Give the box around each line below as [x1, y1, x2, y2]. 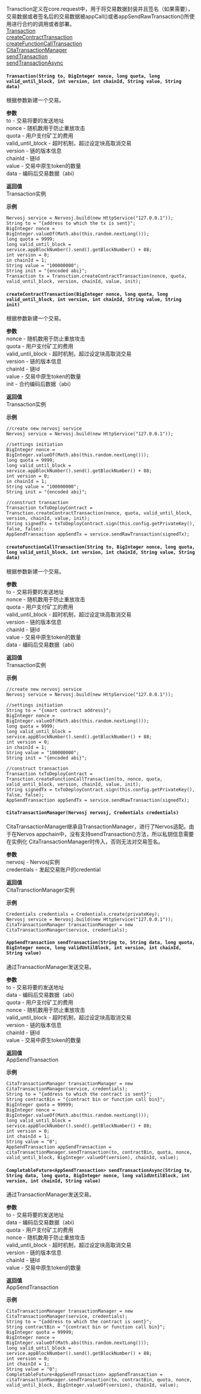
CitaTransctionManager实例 [6, 886, 75, 894]
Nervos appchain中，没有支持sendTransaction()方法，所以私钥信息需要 [16, 830, 194, 837]
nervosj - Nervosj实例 [6, 858, 60, 865]
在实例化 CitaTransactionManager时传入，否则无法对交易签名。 [6, 838, 164, 845]
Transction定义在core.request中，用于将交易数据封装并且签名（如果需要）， [6, 5, 194, 12]
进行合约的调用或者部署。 [11, 21, 75, 27]
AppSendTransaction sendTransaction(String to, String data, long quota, [6, 939, 196, 946]
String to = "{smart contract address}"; [6, 707, 112, 714]
